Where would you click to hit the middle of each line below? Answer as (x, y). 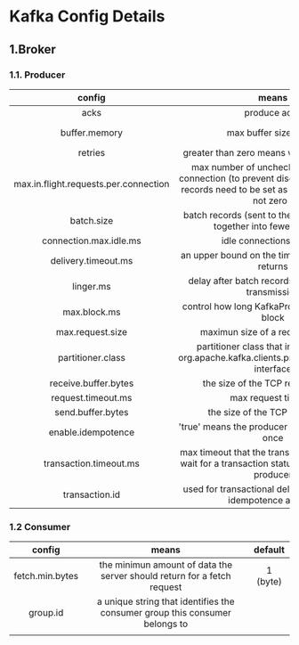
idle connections (256, 241)
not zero (270, 200)
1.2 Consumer (40, 527)
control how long (217, 306)
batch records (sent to (230, 215)
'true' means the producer (233, 427)
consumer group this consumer (166, 613)
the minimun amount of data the (166, 565)
